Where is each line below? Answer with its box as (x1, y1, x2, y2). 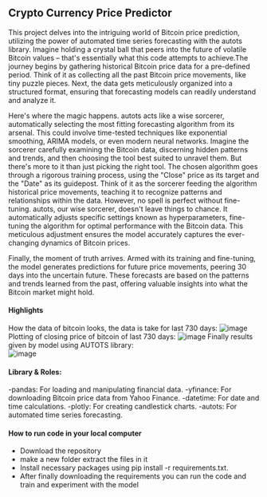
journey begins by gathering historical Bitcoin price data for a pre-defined (8, 61, 251, 71)
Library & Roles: (8, 367, 62, 377)
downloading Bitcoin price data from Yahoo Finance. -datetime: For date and (8, 393, 260, 403)
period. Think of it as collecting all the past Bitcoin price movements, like (8, 69, 247, 79)
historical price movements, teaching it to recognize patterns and (8, 187, 222, 196)
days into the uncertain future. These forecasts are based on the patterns (8, 270, 249, 280)
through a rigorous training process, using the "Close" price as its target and (8, 170, 259, 179)
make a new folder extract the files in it (19, 455, 148, 464)
